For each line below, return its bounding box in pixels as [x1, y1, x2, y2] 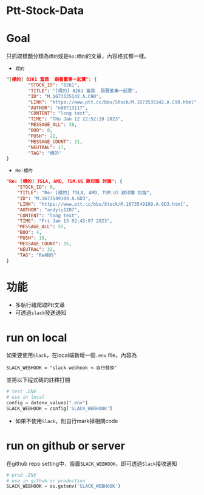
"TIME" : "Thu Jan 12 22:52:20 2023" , [28, 116, 123, 122]
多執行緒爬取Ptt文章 [15, 301, 65, 309]
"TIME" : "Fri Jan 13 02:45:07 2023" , [17, 218, 113, 224]
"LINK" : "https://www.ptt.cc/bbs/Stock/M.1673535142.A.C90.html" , [28, 99, 200, 105]
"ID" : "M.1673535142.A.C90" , [28, 93, 102, 99]
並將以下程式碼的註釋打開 [6, 376, 70, 384]
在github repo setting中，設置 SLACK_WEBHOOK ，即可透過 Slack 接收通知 [6, 460, 177, 467]
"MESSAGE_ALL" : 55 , [17, 223, 67, 230]
